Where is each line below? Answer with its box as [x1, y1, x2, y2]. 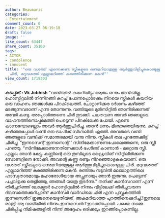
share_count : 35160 [5, 44, 45, 49]
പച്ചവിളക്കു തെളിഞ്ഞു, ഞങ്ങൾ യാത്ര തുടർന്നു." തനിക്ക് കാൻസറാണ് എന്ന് [5, 178, 154, 184]
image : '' [5, 35, 26, 40]
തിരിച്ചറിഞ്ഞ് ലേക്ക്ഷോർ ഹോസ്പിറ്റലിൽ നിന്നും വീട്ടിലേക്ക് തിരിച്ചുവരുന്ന [5, 183, 141, 190]
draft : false [5, 30, 32, 35]
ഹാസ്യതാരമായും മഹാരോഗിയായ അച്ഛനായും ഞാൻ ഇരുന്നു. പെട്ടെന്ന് [5, 173, 147, 179]
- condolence [5, 58, 32, 63]
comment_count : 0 [5, 21, 41, 26]
